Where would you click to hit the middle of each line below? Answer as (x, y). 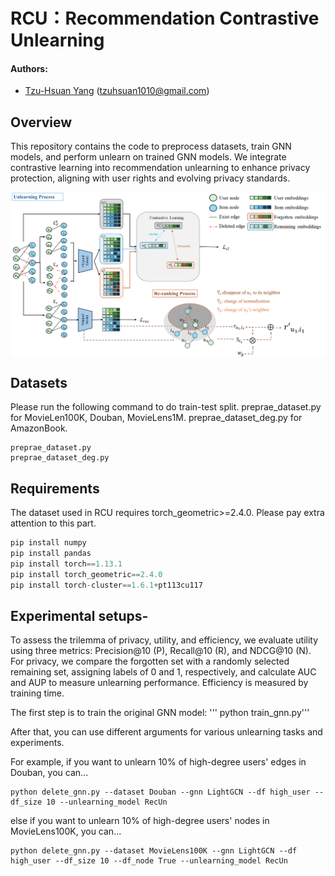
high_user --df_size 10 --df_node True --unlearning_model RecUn (149, 861)
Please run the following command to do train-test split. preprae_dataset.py (166, 407)
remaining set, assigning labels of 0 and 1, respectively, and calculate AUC (163, 672)
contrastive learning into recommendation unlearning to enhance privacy (160, 168)
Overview (41, 122)
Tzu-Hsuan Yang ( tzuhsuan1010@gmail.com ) (117, 91)
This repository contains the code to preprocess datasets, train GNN (151, 146)
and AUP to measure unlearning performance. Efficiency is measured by (159, 683)
